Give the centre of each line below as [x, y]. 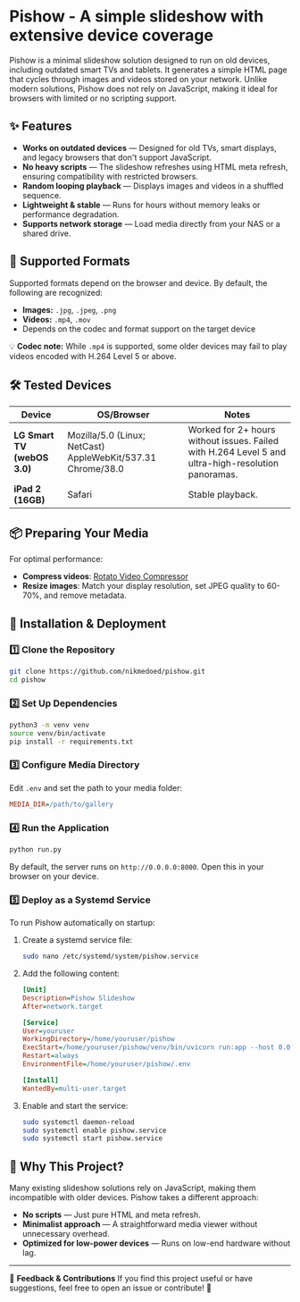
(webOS [31, 458]
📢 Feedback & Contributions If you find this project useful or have [131, 1279]
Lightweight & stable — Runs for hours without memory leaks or [141, 205]
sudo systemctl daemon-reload [79, 1122]
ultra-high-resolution [233, 464]
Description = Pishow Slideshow [79, 998]
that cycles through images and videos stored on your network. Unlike [138, 79]
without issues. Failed [233, 441]
